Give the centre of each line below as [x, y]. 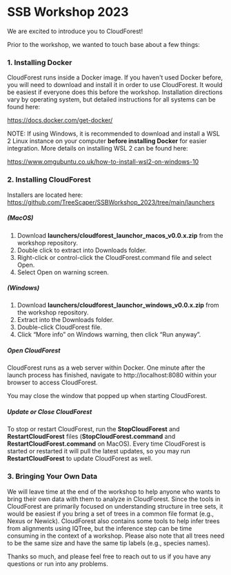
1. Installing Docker [40, 62]
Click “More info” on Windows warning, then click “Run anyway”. [109, 334]
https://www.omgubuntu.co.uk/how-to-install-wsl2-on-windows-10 [103, 162]
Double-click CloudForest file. [59, 327]
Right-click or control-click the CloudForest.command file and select [114, 257]
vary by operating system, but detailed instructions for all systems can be [111, 100]
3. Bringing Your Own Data [52, 476]
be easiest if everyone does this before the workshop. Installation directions [115, 92]
